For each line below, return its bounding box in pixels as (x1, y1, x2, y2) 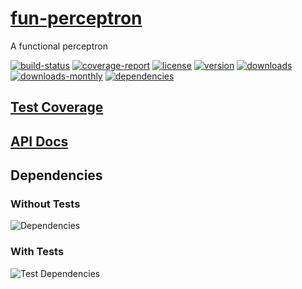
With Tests (10, 245, 65, 259)
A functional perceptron (10, 40, 108, 52)
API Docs (10, 133, 69, 150)
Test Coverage (10, 99, 104, 116)
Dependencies (10, 167, 103, 184)
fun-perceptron (10, 7, 143, 30)
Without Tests (10, 197, 81, 211)
